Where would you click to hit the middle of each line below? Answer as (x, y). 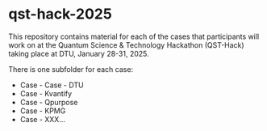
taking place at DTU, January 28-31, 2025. (79, 53)
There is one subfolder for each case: (71, 69)
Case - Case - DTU (52, 85)
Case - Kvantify (46, 93)
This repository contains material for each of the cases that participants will (134, 36)
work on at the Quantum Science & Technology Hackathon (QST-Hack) (126, 44)
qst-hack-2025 (60, 14)
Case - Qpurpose (49, 102)
